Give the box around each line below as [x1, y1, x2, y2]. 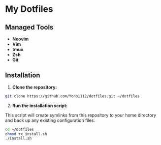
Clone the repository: [12, 84, 57, 90]
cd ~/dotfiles [5, 127, 34, 132]
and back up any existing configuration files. [5, 117, 95, 123]
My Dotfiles [5, 3, 53, 15]
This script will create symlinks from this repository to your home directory [5, 112, 157, 118]
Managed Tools [5, 23, 54, 31]
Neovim [12, 36, 29, 42]
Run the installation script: [12, 102, 68, 109]
